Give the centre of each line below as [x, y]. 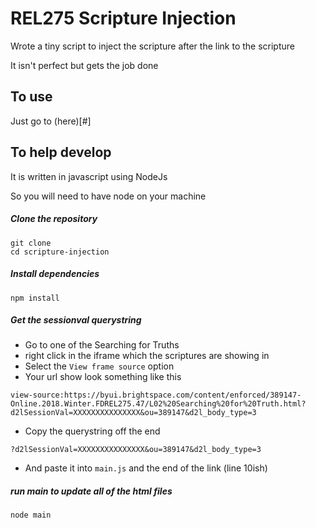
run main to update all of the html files [91, 491]
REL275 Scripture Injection [123, 18]
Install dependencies [55, 274]
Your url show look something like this [103, 377]
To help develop [61, 152]
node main [31, 515]
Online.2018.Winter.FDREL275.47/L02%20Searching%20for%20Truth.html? [158, 404]
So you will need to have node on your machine [108, 196]
